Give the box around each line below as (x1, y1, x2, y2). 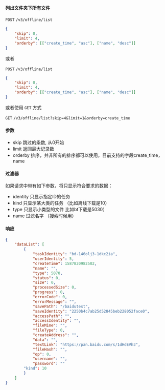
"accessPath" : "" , (32, 313, 72, 319)
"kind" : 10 (23, 366, 47, 371)
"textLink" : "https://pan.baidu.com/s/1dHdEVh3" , (32, 342, 140, 347)
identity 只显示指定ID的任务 (12, 194, 70, 200)
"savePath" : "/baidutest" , (32, 304, 90, 309)
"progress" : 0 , (32, 290, 65, 295)
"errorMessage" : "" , (32, 299, 77, 304)
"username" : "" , (32, 356, 67, 361)
